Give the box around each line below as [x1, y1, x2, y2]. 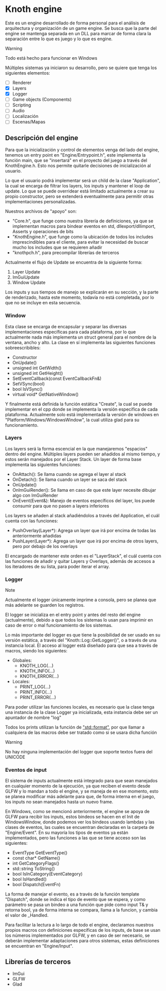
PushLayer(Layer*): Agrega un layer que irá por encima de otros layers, [12, 538, 159, 544]
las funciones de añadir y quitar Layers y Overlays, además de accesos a [5, 558, 155, 564]
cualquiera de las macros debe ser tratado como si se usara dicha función [5, 729, 158, 735]
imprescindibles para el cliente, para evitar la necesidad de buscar [12, 239, 149, 245]
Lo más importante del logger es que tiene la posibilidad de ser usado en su [5, 632, 161, 638]
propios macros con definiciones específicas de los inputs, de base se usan [5, 927, 161, 933]
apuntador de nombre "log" [5, 715, 62, 721]
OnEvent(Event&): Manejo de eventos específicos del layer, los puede [12, 497, 155, 503]
